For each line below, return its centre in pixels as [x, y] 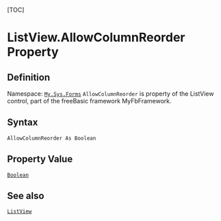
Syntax [23, 122]
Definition [28, 77]
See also [26, 196]
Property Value [40, 159]
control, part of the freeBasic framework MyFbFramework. [90, 101]
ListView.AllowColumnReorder [96, 38]
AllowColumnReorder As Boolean [52, 138]
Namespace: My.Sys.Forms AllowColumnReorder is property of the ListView [110, 94]
